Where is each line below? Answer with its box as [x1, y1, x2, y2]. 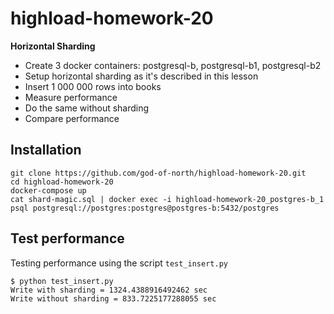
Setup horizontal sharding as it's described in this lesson [24, 70, 259, 82]
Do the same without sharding [24, 102, 150, 114]
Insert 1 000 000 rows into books [24, 80, 162, 92]
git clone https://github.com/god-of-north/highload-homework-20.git [10, 168, 307, 178]
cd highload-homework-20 [10, 177, 114, 187]
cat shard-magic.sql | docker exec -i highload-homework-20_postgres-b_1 [10, 194, 325, 204]
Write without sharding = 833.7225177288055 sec [10, 293, 217, 304]
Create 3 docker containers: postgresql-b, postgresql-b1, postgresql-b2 [24, 59, 322, 71]
